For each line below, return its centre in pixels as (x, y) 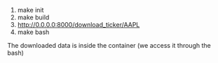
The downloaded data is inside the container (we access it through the (109, 45)
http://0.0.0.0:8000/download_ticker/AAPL (79, 25)
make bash (33, 32)
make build (33, 17)
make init (30, 10)
